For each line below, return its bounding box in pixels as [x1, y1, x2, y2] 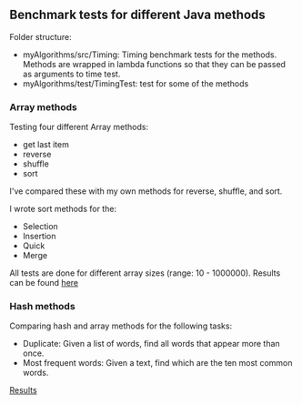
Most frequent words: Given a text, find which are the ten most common [22, 358, 293, 369]
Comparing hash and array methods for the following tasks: [9, 320, 233, 331]
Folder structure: [9, 31, 73, 42]
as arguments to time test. [22, 68, 121, 79]
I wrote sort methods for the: [9, 204, 116, 215]
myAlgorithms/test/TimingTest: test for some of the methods [22, 77, 249, 89]
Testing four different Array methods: [9, 122, 148, 133]
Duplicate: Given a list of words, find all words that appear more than [22, 338, 280, 349]
